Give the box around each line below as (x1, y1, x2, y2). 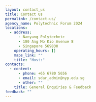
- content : (9, 67, 32, 72)
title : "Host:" (14, 57, 45, 62)
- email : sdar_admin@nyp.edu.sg (18, 76, 85, 80)
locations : (5, 25, 28, 30)
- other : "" (18, 80, 43, 85)
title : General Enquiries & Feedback (14, 84, 92, 90)
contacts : (5, 62, 26, 67)
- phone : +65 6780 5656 (18, 71, 67, 76)
